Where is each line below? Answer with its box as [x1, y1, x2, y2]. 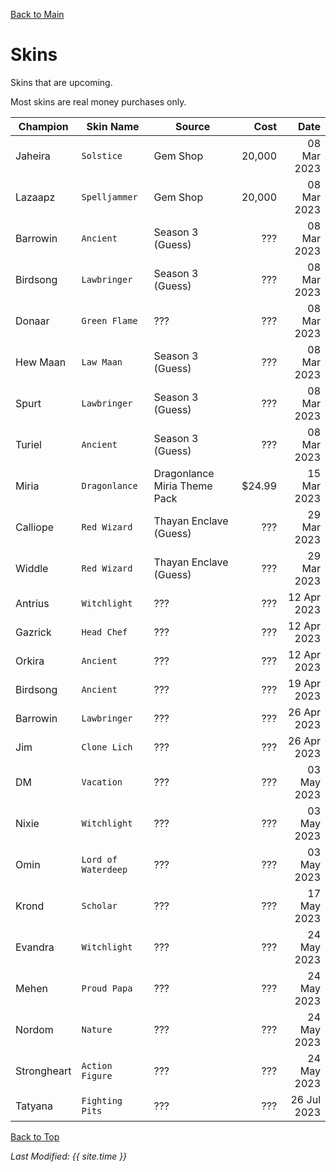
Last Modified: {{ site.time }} [10, 1150, 128, 1162]
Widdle [15, 561, 49, 575]
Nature [81, 1024, 113, 1035]
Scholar [81, 900, 118, 911]
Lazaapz [15, 190, 56, 204]
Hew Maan [15, 355, 67, 369]
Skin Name [86, 119, 140, 133]
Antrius [15, 596, 50, 610]
